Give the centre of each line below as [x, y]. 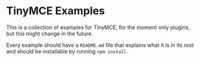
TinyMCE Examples [56, 11]
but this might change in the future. [50, 33]
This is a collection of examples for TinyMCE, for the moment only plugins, [98, 27]
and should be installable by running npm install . [67, 51]
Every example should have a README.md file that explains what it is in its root [100, 45]
